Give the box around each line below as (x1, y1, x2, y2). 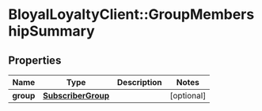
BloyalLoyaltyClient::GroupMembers (8, 6, 255, 24)
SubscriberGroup (43, 91, 110, 101)
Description (117, 77, 162, 87)
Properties (8, 54, 62, 67)
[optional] (169, 91, 207, 101)
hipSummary (8, 22, 95, 40)
